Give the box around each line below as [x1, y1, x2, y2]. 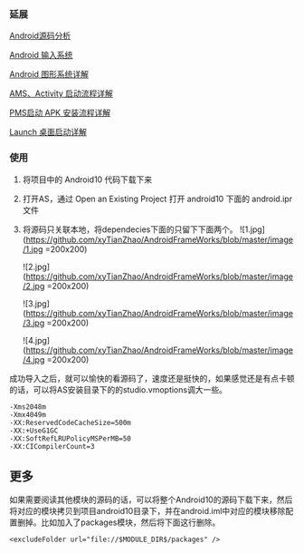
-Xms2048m [9, 402, 47, 412]
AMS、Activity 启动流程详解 [9, 88, 113, 99]
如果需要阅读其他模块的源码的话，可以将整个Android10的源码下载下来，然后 [9, 494, 293, 505]
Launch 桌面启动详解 [9, 127, 88, 138]
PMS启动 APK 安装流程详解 [9, 107, 111, 119]
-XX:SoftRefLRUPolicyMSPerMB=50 [9, 433, 131, 443]
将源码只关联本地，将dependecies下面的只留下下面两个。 [22, 224, 238, 235]
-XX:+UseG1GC [9, 426, 59, 435]
